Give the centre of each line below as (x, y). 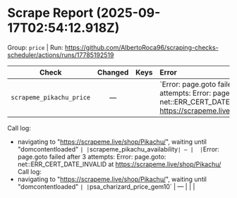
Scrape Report (50, 13)
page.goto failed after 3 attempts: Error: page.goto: (92, 156)
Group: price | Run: (35, 47)
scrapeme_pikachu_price (51, 97)
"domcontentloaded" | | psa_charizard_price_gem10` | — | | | (106, 186)
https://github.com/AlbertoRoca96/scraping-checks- (141, 47)
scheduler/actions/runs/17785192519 (61, 55)
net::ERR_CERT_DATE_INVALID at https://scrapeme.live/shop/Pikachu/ (119, 164)
